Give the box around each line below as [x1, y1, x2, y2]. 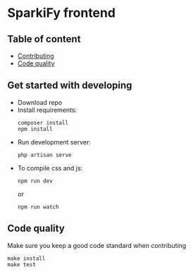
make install [7, 255, 46, 262]
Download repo [17, 98, 63, 106]
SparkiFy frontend [7, 5, 116, 21]
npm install [17, 125, 53, 132]
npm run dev [17, 178, 53, 185]
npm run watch [17, 203, 59, 211]
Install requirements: [17, 106, 77, 114]
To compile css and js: [17, 163, 83, 172]
